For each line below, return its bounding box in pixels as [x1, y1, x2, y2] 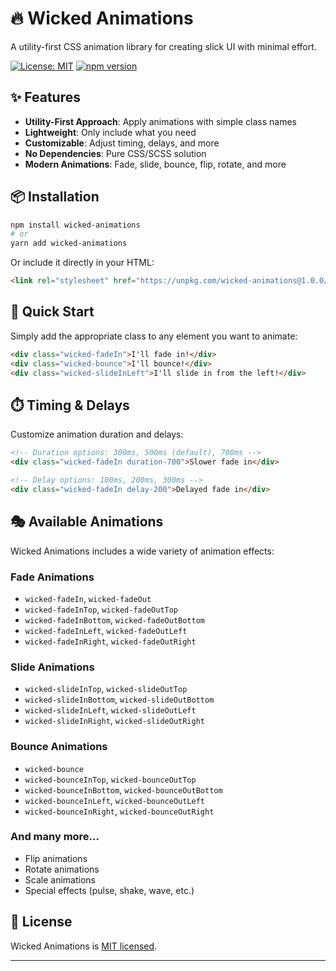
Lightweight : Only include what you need [24, 126, 197, 138]
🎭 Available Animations [10, 513, 164, 531]
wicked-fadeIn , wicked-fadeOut [24, 592, 152, 604]
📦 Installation [10, 188, 100, 206]
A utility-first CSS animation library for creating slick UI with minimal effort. [10, 40, 317, 52]
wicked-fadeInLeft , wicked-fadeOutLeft [24, 624, 188, 636]
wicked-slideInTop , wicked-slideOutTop [24, 683, 188, 695]
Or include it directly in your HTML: [10, 257, 155, 269]
